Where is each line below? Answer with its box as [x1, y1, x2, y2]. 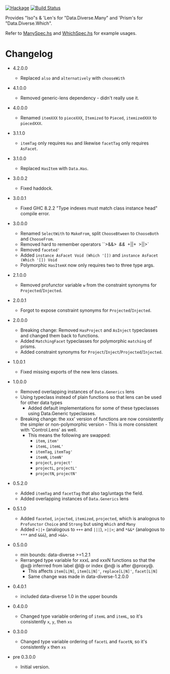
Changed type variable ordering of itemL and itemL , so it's [20, 613, 143, 619]
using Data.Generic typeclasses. [28, 410, 96, 416]
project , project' [35, 459, 73, 465]
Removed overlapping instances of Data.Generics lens [20, 389, 135, 395]
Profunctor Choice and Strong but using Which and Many [20, 521, 136, 527]
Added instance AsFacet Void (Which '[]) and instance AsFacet [20, 252, 158, 258]
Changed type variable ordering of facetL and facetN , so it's [20, 638, 148, 644]
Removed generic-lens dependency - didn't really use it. [20, 95, 139, 101]
